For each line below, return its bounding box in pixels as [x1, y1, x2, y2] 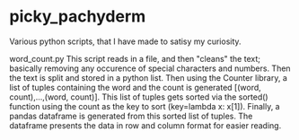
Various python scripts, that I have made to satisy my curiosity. [9, 36, 242, 47]
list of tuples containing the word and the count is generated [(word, [9, 82, 262, 92]
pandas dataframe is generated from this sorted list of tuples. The [9, 110, 253, 121]
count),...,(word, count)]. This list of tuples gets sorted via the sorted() [9, 92, 268, 102]
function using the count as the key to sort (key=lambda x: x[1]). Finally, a [9, 101, 280, 111]
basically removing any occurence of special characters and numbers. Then [9, 63, 291, 74]
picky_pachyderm [9, 6, 146, 27]
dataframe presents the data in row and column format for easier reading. [9, 119, 282, 131]
